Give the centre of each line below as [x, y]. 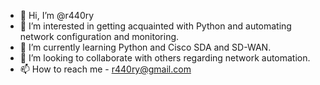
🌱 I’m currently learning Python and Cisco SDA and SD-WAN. [145, 47]
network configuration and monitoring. [99, 36]
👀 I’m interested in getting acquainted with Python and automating [155, 26]
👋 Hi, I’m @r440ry [57, 15]
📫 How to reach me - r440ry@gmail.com [105, 69]
